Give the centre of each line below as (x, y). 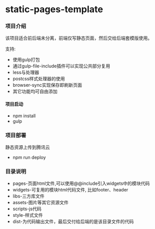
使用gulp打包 (26, 60)
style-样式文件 (28, 215)
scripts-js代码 (27, 209)
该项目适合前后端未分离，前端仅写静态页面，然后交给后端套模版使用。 (79, 38)
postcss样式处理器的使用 (39, 79)
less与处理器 (26, 73)
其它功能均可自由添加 (35, 91)
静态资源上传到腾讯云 (27, 147)
